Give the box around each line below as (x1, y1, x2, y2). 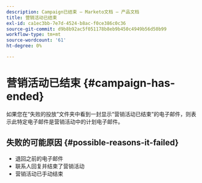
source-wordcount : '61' (6, 37, 67, 43)
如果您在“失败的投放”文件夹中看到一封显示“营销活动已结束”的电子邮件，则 (6, 110, 191, 117)
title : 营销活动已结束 (6, 15, 58, 21)
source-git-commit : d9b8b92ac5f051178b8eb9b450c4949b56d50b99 (6, 26, 167, 32)
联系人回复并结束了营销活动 (15, 162, 85, 170)
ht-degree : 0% (6, 43, 42, 49)
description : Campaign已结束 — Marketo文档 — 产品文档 (6, 9, 140, 15)
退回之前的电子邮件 (15, 154, 64, 162)
